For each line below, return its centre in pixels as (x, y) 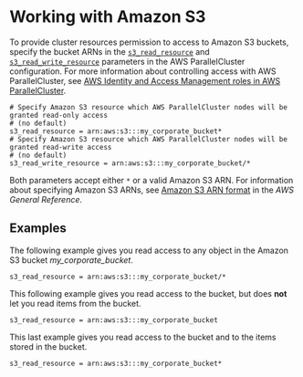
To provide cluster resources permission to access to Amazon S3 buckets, (149, 42)
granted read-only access (58, 115)
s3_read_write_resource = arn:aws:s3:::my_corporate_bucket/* (130, 163)
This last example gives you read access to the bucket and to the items (143, 337)
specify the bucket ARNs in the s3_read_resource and (110, 51)
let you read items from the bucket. (75, 303)
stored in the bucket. (48, 346)
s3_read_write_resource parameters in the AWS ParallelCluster (127, 61)
